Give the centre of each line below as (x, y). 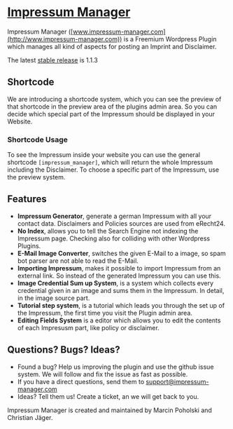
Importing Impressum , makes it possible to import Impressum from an (119, 268)
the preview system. (36, 177)
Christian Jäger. (30, 417)
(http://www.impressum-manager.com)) (65, 39)
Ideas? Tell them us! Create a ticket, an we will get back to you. (108, 396)
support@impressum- (177, 381)
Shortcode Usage (38, 139)
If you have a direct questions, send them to (81, 381)
